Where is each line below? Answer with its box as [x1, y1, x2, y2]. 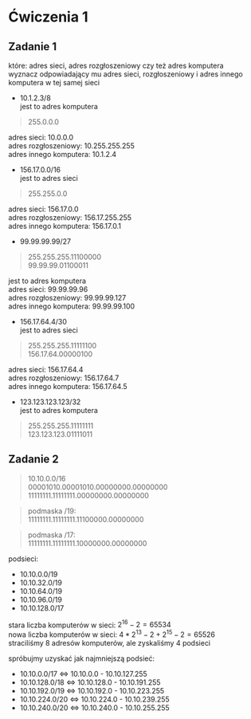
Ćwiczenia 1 [8, 8, 89, 26]
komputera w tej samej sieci [8, 78, 100, 87]
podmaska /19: [27, 506, 76, 516]
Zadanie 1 [8, 40, 57, 53]
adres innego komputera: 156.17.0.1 [8, 222, 122, 230]
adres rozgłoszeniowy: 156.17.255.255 [8, 213, 132, 222]
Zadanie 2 [8, 453, 60, 466]
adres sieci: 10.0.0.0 [8, 132, 74, 142]
